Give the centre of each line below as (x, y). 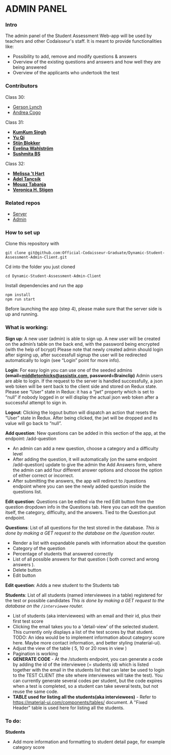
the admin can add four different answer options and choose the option (88, 470)
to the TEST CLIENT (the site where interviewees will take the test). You (88, 675)
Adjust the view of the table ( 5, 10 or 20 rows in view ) (70, 648)
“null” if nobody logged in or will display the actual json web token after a (82, 397)
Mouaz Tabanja (29, 184)
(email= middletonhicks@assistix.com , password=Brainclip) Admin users (84, 375)
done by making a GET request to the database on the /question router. (80, 533)
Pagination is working (35, 653)
